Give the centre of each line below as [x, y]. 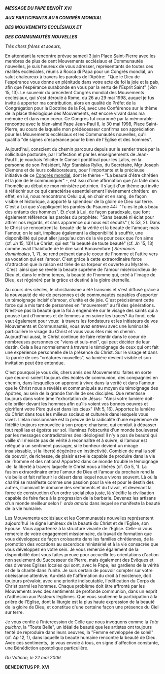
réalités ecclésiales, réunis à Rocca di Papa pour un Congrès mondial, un [79, 71]
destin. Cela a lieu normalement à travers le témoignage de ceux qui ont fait [82, 347]
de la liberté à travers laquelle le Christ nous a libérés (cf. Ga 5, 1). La [76, 467]
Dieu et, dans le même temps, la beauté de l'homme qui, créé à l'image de [80, 275]
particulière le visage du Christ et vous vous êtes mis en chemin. [71, 331]
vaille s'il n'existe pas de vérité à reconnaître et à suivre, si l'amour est [76, 440]
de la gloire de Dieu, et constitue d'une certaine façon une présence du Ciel [82, 607]
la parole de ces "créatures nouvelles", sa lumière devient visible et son [79, 357]
